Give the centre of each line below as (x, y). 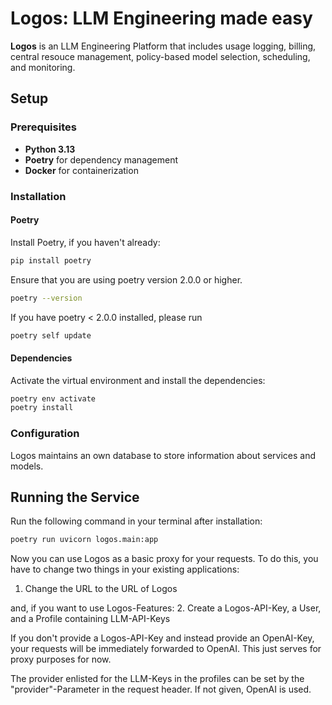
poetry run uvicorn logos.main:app (84, 540)
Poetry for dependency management (101, 159)
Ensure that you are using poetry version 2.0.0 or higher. (126, 279)
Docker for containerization (81, 170)
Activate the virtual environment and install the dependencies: (138, 380)
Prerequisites (43, 127)
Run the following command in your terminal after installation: (136, 521)
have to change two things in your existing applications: (125, 569)
